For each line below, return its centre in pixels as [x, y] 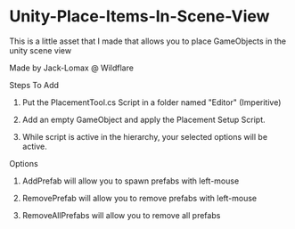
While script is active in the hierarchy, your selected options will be [145, 136]
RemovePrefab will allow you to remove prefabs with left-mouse [139, 198]
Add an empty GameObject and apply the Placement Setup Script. [143, 119]
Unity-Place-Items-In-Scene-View [139, 16]
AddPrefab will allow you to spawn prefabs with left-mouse [131, 181]
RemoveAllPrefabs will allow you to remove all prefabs [121, 215]
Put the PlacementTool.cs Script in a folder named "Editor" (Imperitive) [152, 102]
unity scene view [41, 50]
